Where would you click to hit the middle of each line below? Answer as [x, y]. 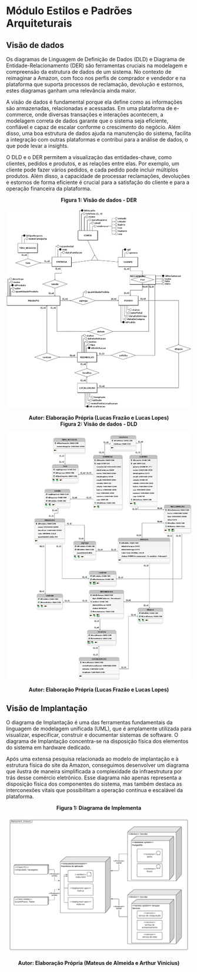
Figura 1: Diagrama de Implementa [99, 808]
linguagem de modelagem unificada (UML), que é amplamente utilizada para [99, 729]
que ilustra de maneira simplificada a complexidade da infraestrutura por [94, 771]
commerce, [20, 114]
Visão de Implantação [47, 708]
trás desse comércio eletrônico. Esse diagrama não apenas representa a [94, 777]
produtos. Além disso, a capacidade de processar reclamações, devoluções [98, 176]
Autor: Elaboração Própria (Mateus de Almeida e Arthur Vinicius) [99, 963]
